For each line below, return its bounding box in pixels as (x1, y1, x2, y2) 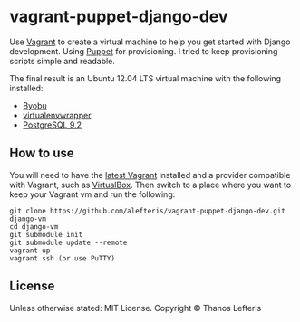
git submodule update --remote (9, 238, 128, 247)
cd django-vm (9, 222, 59, 232)
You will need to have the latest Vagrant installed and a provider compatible (9, 169, 291, 180)
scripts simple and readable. (9, 55, 116, 66)
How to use (9, 146, 74, 161)
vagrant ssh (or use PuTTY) (9, 253, 116, 263)
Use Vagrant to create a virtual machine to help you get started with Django (9, 36, 291, 47)
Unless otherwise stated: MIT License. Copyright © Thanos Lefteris (9, 302, 262, 313)
